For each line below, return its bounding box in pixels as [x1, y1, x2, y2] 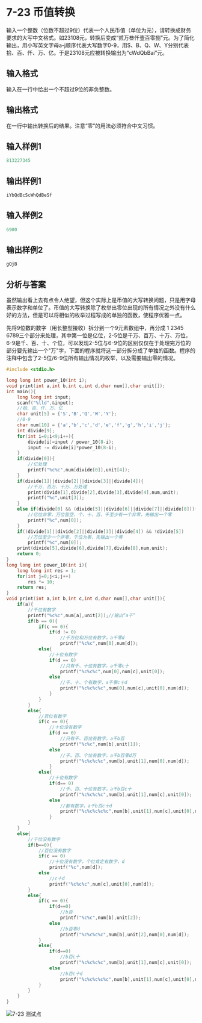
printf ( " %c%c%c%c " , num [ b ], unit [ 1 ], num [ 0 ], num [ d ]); [60, 758, 190, 764]
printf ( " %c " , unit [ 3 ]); [28, 495, 85, 501]
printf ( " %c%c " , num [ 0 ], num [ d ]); [60, 641, 138, 647]
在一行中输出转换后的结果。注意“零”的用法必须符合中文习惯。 [6, 122, 159, 129]
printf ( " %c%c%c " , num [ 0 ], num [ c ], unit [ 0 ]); [60, 668, 165, 674]
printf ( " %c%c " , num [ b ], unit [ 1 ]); [60, 741, 141, 747]
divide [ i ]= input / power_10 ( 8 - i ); [28, 439, 114, 445]
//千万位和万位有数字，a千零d [60, 635, 125, 641]
